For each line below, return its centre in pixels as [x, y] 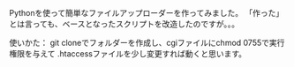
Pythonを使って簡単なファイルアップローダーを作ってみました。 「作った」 [147, 13]
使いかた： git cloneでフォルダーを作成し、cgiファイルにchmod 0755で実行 [147, 43]
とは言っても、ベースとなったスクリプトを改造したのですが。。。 [124, 24]
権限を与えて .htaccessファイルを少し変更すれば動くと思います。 [128, 54]
